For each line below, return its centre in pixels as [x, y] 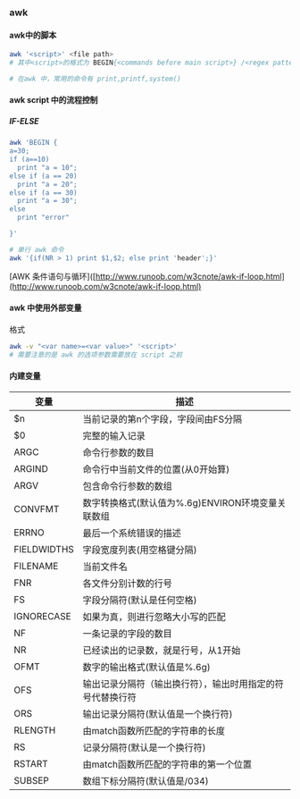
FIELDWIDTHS [44, 549]
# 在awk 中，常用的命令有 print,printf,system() [95, 79]
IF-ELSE [24, 121]
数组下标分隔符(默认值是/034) [146, 781]
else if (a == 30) [43, 193]
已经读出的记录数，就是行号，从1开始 [162, 650]
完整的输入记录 [114, 435]
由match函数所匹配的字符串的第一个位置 [167, 764]
